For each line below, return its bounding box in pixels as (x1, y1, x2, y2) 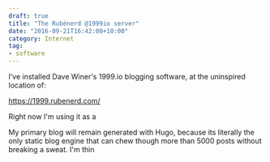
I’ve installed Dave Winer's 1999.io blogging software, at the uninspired (8, 72, 246, 81)
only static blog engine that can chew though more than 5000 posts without (8, 136, 262, 146)
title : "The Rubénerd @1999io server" (8, 19, 139, 28)
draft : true (8, 11, 49, 20)
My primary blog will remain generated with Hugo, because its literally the (8, 127, 255, 137)
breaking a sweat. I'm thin (8, 145, 95, 154)
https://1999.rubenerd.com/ (8, 96, 101, 105)
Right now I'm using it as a (8, 112, 96, 122)
